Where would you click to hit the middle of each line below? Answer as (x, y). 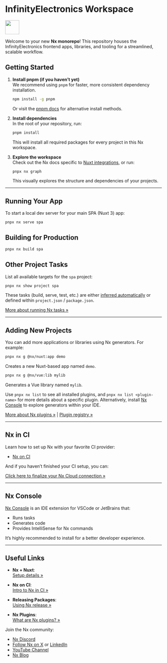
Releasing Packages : (34, 600)
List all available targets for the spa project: (49, 276)
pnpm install (26, 133)
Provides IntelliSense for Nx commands (53, 528)
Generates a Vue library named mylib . (44, 385)
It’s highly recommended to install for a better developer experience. (75, 538)
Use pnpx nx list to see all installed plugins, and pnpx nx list (69, 394)
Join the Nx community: (30, 630)
